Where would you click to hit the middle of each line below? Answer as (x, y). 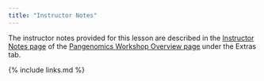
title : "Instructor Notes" (53, 15)
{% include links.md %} (47, 70)
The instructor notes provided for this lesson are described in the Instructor (131, 38)
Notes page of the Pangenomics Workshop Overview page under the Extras (132, 46)
